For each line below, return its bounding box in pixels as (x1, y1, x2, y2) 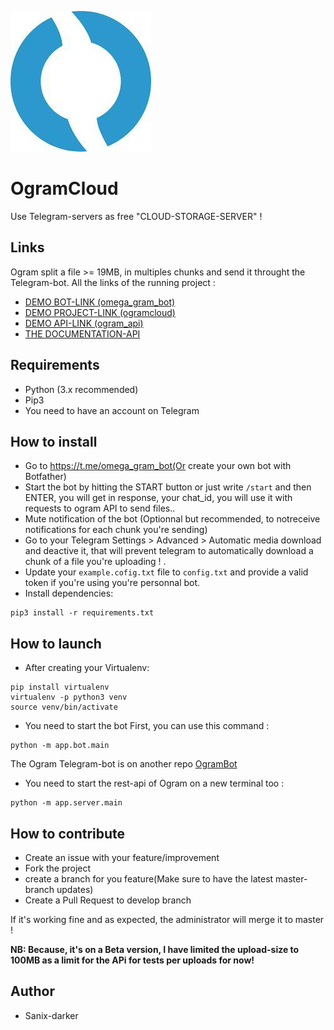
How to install (10, 433, 98, 450)
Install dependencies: (24, 587, 114, 600)
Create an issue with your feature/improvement (24, 852, 220, 863)
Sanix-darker (24, 1009, 79, 1021)
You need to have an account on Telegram (24, 404, 200, 416)
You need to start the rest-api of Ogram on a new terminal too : (24, 777, 285, 790)
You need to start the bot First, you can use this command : (24, 720, 270, 732)
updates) (56, 884, 94, 895)
